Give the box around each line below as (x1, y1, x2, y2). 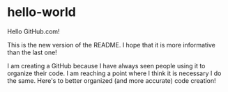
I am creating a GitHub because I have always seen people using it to (7, 61, 206, 70)
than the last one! (7, 48, 57, 56)
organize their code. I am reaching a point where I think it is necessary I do (7, 69, 222, 77)
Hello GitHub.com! (7, 27, 61, 36)
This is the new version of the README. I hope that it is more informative (7, 40, 216, 49)
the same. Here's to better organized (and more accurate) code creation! (7, 76, 216, 84)
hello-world (7, 4, 77, 20)
